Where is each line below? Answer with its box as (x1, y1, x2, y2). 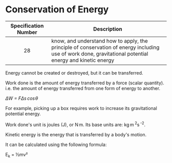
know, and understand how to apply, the (51, 37, 148, 44)
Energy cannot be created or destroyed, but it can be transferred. (5, 69, 143, 76)
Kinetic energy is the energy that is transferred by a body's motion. (5, 131, 147, 137)
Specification (10, 22, 44, 29)
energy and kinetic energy (51, 57, 114, 64)
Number (17, 28, 37, 35)
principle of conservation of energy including (51, 44, 160, 51)
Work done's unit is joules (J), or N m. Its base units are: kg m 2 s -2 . (5, 120, 146, 128)
